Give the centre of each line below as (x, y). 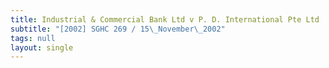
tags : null (33, 38)
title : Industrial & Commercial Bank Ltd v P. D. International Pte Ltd (165, 19)
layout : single (42, 47)
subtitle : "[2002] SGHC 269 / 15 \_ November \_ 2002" (118, 29)
